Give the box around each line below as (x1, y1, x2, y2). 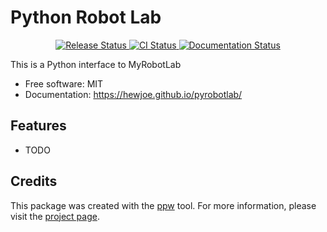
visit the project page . (10, 210, 100, 222)
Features (10, 117, 67, 135)
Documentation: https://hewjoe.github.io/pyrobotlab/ (24, 88, 243, 100)
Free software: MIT (24, 77, 104, 90)
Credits (10, 173, 58, 190)
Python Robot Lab (10, 6, 162, 29)
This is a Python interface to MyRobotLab (10, 58, 182, 70)
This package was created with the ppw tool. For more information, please (10, 199, 317, 211)
